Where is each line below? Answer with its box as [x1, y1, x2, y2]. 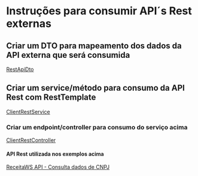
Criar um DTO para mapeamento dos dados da [6, 41, 182, 51]
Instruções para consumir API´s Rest [6, 4, 193, 18]
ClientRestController [6, 137, 56, 144]
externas [6, 17, 52, 30]
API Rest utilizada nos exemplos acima [6, 150, 104, 158]
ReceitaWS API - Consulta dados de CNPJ [6, 163, 110, 171]
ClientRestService [6, 108, 51, 115]
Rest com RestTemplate [6, 92, 96, 103]
